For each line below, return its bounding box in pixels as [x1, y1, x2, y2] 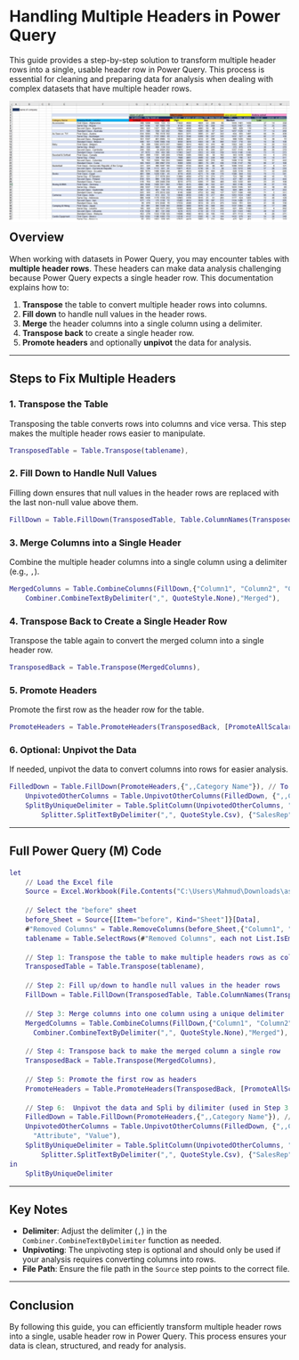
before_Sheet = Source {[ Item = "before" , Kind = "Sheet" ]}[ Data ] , [25, 915, 261, 924]
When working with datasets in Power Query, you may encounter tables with [9, 253, 290, 264]
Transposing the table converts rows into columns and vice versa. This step [9, 418, 287, 429]
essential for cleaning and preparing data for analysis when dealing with [9, 73, 274, 84]
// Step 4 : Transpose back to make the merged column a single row [25, 1047, 281, 1056]
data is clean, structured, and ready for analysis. [9, 1340, 187, 1351]
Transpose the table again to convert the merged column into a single [9, 635, 264, 645]
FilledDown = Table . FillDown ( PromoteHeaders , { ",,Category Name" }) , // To [9, 782, 289, 791]
